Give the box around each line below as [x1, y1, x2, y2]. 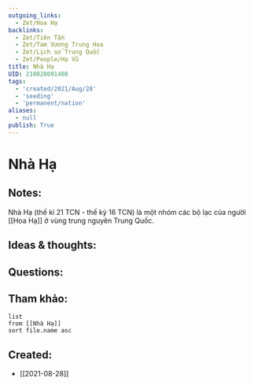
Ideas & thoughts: [8, 239, 97, 252]
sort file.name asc [8, 327, 72, 335]
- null [15, 114, 37, 122]
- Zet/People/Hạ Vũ [15, 56, 79, 64]
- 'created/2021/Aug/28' [15, 84, 97, 93]
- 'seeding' [15, 92, 55, 100]
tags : [8, 77, 26, 85]
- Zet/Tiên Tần [15, 33, 65, 42]
